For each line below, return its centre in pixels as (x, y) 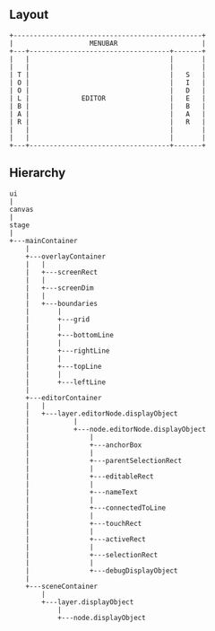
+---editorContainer (64, 398)
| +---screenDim (60, 288)
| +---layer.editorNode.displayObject (102, 413)
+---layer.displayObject (88, 602)
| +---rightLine (68, 351)
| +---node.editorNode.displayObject (116, 429)
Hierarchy (38, 173)
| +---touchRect (84, 523)
